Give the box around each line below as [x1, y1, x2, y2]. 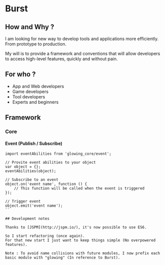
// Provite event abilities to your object [5, 160, 96, 165]
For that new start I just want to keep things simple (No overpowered [5, 238, 156, 243]
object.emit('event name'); [5, 203, 63, 208]
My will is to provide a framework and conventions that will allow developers [5, 50, 161, 56]
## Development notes [5, 216, 50, 221]
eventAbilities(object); [5, 169, 56, 174]
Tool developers [12, 93, 45, 99]
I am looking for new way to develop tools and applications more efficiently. [5, 36, 159, 42]
